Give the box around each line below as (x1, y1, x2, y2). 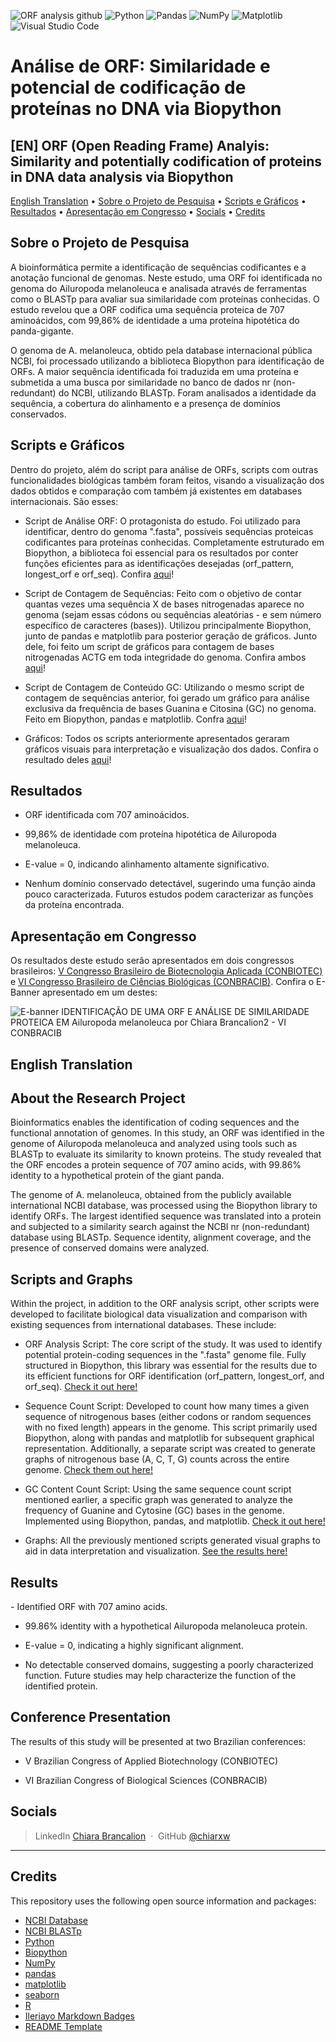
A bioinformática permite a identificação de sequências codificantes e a (10, 261, 307, 273)
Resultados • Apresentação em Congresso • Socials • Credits (10, 206, 266, 217)
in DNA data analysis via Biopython (10, 168, 234, 185)
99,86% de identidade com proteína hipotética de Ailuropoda (24, 828, 277, 840)
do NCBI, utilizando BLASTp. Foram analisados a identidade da (58, 386, 317, 399)
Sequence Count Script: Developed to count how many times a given (24, 1400, 310, 1412)
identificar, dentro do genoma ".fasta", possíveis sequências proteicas (24, 525, 314, 537)
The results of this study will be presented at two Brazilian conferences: (10, 1735, 307, 1747)
